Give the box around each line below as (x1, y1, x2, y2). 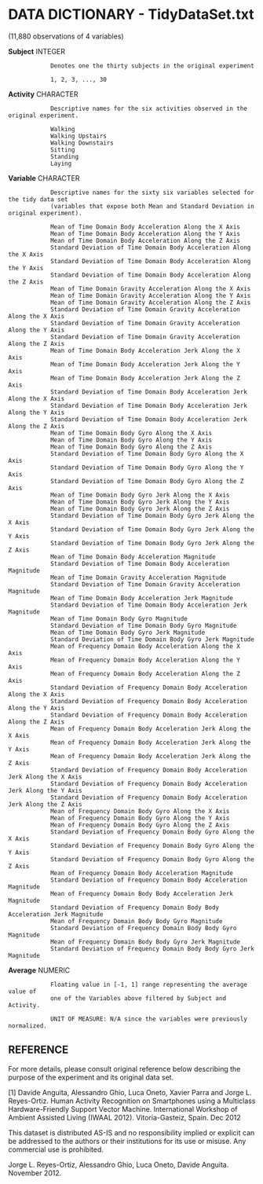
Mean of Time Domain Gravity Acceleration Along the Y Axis (49, 291, 251, 299)
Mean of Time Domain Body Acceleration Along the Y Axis (49, 229, 241, 237)
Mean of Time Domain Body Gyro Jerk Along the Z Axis (49, 504, 230, 512)
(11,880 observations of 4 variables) (8, 31, 124, 41)
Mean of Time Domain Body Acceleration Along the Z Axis (49, 236, 241, 244)
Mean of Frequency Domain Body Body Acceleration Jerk (49, 889, 234, 897)
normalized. (8, 1021, 47, 1030)
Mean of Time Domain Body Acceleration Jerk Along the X (49, 346, 241, 354)
